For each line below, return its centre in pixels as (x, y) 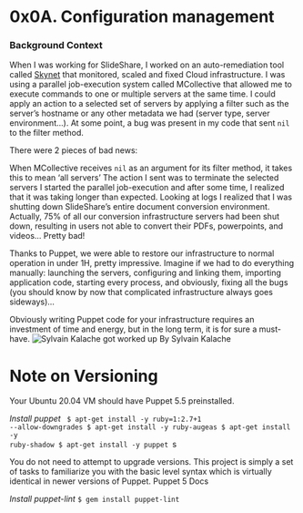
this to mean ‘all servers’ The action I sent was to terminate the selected (144, 178)
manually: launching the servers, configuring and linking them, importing (146, 273)
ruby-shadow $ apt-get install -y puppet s (93, 445)
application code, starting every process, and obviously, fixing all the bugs (149, 282)
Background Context (56, 46)
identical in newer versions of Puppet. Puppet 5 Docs (109, 481)
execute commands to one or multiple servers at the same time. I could (142, 94)
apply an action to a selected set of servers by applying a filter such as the (149, 104)
